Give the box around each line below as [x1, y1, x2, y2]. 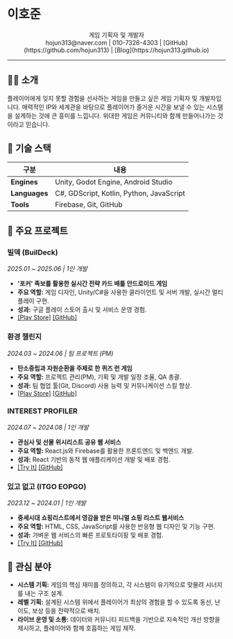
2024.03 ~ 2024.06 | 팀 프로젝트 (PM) [7, 349, 114, 357]
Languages [10, 188, 49, 198]
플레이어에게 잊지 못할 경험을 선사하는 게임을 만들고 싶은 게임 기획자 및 [7, 94, 198, 102]
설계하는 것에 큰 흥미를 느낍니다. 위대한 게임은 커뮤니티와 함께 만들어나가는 [14, 111, 216, 120]
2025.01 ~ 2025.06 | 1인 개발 [7, 265, 88, 273]
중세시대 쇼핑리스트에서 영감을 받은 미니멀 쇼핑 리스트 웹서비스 [17, 514, 184, 522]
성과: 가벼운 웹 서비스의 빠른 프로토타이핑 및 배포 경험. [17, 531, 164, 540]
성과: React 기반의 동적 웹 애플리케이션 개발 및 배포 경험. [17, 455, 171, 463]
